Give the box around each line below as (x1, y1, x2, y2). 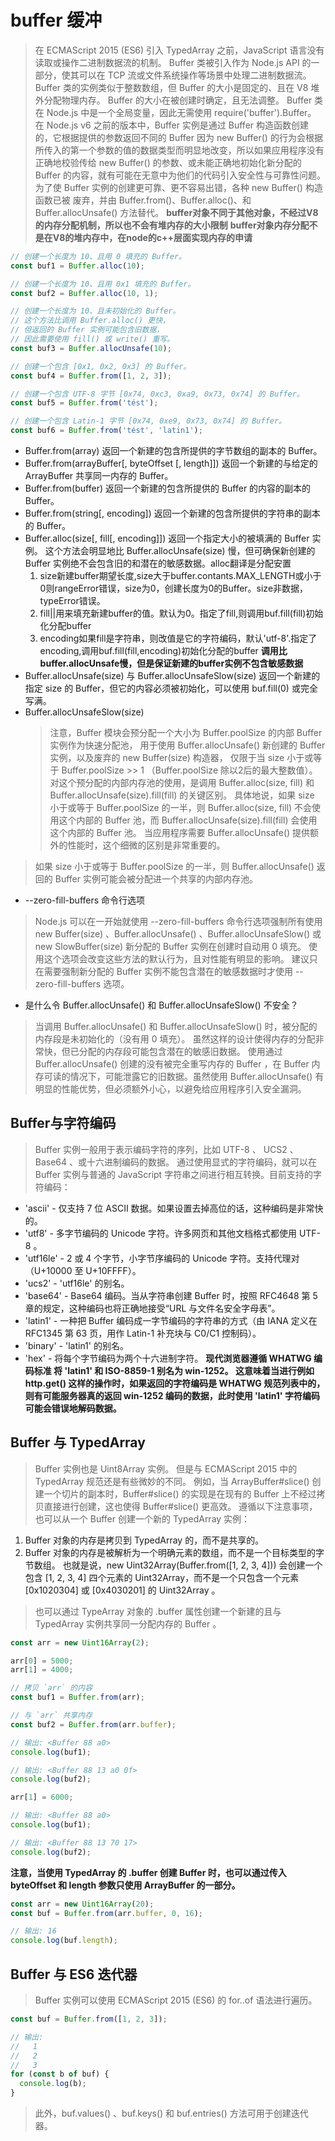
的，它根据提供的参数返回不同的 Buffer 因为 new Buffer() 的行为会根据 (34, 131, 323, 143)
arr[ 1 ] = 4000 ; (10, 1665, 74, 1675)
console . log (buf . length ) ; (10, 1936, 118, 1946)
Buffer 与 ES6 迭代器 (10, 1966, 138, 1983)
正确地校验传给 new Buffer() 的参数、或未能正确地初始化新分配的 (34, 156, 302, 168)
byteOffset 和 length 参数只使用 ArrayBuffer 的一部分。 (10, 1879, 241, 1891)
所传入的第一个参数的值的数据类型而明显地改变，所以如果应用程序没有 (34, 144, 325, 156)
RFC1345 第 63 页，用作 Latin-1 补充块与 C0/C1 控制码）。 (24, 1327, 262, 1339)
